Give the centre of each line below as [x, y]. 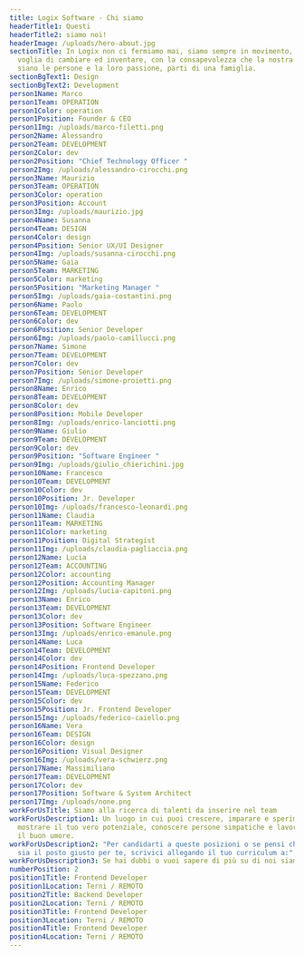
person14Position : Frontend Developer [82, 668]
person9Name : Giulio [48, 431]
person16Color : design [52, 743]
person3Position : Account [58, 204]
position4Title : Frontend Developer [78, 929]
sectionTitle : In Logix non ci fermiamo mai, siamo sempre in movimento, [152, 52]
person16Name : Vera [46, 726]
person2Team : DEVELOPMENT [58, 144]
